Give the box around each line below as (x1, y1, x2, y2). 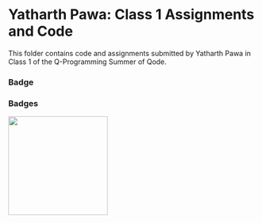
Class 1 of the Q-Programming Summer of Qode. (8, 57, 167, 66)
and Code (8, 22, 74, 40)
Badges (8, 97, 38, 108)
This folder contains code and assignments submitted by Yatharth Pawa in (8, 48, 252, 58)
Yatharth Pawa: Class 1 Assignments (8, 6, 255, 24)
